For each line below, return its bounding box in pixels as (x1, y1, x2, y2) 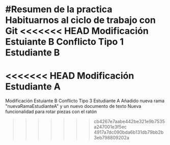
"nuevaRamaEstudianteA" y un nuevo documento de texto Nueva (5, 103, 141, 109)
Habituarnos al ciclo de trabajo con (5, 14, 156, 26)
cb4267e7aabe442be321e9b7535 (94, 119, 165, 125)
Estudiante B (5, 47, 60, 59)
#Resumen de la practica (5, 4, 112, 15)
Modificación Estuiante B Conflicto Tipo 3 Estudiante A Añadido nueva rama (5, 98, 164, 104)
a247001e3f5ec (94, 124, 127, 130)
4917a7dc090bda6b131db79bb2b (94, 129, 164, 135)
